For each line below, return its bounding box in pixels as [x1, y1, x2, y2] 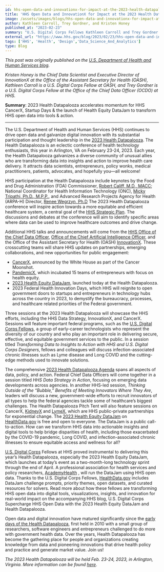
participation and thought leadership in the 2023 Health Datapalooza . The [5, 137, 154, 143]
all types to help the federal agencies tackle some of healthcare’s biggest [5, 398, 152, 404]
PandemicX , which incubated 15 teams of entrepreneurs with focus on [12, 269, 154, 275]
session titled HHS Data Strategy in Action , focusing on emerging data [5, 377, 147, 382]
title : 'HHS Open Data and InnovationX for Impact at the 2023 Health [5, 12, 152, 17]
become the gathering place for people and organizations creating [5, 536, 139, 542]
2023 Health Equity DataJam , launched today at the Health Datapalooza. [12, 280, 159, 286]
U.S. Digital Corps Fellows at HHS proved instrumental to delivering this [5, 449, 148, 454]
